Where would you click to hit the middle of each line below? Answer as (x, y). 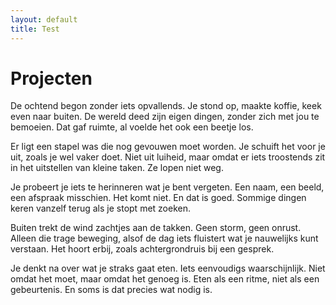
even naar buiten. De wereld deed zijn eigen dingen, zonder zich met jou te (165, 117)
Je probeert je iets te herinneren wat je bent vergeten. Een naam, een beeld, (167, 187)
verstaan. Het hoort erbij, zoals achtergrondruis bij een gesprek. (142, 249)
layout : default (44, 19)
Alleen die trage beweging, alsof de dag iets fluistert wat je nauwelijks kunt (164, 238)
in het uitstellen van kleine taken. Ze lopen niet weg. (117, 168)
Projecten (51, 78)
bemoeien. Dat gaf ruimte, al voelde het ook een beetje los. (132, 127)
